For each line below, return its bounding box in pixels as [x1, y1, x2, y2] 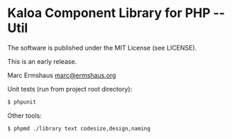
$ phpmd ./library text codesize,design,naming [7, 125, 151, 132]
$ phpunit [7, 98, 37, 106]
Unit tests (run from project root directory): [7, 84, 133, 93]
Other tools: [7, 111, 42, 120]
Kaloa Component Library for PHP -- [7, 5, 226, 21]
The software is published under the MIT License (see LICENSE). [7, 43, 197, 52]
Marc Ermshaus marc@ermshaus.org [7, 71, 116, 79]
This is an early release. [7, 57, 77, 65]
